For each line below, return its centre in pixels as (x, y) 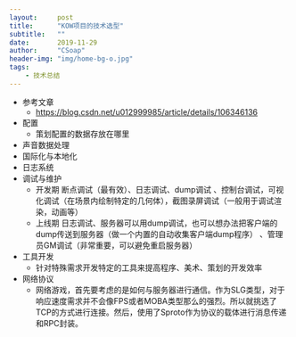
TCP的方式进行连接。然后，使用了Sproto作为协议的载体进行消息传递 (161, 312)
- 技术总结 (43, 76)
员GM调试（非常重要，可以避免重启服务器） (116, 245)
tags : (19, 68)
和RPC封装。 (59, 323)
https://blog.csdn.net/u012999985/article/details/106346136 (147, 111)
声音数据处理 (45, 144)
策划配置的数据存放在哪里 (82, 134)
